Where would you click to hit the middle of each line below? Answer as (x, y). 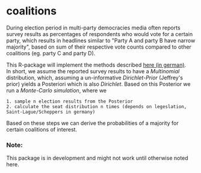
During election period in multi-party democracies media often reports (93, 28)
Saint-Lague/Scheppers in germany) (51, 112)
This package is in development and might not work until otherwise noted (97, 158)
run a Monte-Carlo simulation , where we (57, 90)
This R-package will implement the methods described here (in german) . (96, 65)
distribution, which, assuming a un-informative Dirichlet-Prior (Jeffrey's (95, 77)
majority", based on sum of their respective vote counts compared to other (99, 47)
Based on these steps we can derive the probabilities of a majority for (92, 123)
